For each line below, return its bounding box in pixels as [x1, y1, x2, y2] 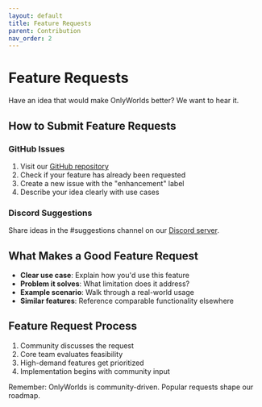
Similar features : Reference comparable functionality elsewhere [19, 296, 235, 305]
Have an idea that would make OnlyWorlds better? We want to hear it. [8, 96, 239, 106]
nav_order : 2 [8, 34, 52, 43]
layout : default [8, 11, 63, 20]
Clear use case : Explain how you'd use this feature [19, 270, 189, 280]
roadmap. [8, 390, 40, 400]
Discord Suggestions [8, 207, 93, 218]
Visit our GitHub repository [19, 161, 109, 171]
